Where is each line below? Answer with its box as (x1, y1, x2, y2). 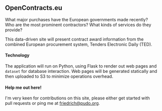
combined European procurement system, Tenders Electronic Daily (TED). (5, 41, 152, 47)
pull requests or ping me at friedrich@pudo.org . (5, 100, 100, 106)
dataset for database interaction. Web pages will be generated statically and (5, 69, 157, 74)
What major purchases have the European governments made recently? (5, 16, 148, 22)
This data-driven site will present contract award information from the (5, 36, 144, 42)
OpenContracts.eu (5, 4, 62, 12)
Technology (5, 53, 30, 58)
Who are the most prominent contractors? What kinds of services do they (5, 22, 151, 28)
